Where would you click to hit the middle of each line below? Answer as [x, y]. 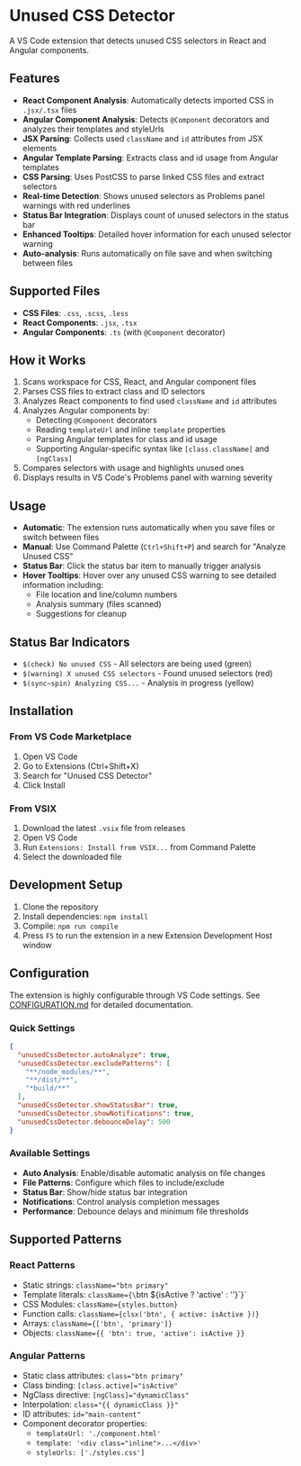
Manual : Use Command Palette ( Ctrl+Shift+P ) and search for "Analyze [154, 547]
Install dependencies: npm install [85, 916]
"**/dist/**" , [52, 1080]
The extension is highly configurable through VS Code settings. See [135, 995]
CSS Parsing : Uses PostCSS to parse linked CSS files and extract [143, 176]
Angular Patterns [47, 1356]
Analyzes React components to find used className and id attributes [149, 401]
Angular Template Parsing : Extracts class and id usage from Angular [150, 158]
